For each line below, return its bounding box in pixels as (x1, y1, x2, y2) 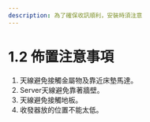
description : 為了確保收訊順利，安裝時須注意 (8, 11, 143, 20)
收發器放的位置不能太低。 (19, 105, 103, 114)
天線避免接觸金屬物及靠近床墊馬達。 (19, 76, 138, 85)
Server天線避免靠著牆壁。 (19, 85, 104, 94)
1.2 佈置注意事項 (8, 48, 114, 65)
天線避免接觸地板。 (19, 95, 83, 105)
